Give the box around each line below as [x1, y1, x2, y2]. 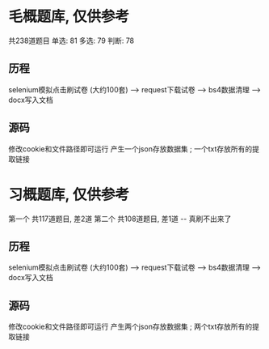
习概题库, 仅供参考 [8, 185, 130, 203]
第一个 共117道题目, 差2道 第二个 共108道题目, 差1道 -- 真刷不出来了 [8, 214, 232, 223]
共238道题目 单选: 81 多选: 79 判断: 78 [8, 36, 135, 45]
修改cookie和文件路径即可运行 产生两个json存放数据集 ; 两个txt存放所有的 [8, 321, 253, 332]
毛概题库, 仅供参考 [8, 7, 130, 26]
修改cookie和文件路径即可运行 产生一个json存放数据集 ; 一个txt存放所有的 [8, 143, 253, 154]
